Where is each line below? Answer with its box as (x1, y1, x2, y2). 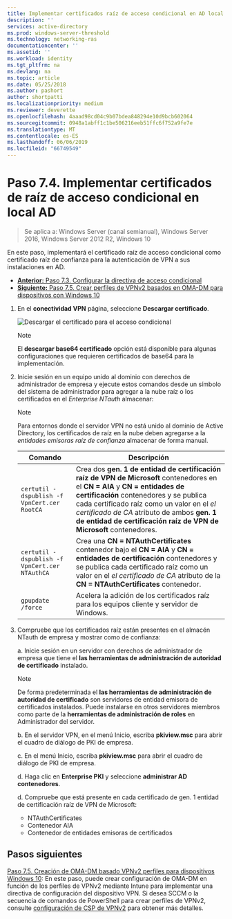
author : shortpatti (7, 94, 64, 101)
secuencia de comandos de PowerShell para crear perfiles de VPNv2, (7, 896, 206, 904)
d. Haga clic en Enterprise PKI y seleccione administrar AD (17, 772, 188, 781)
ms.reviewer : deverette (7, 107, 76, 113)
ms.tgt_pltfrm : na (7, 62, 60, 69)
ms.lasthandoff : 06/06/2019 (7, 139, 88, 146)
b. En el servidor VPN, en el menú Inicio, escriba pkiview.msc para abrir (17, 731, 223, 739)
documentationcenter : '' (7, 42, 79, 49)
